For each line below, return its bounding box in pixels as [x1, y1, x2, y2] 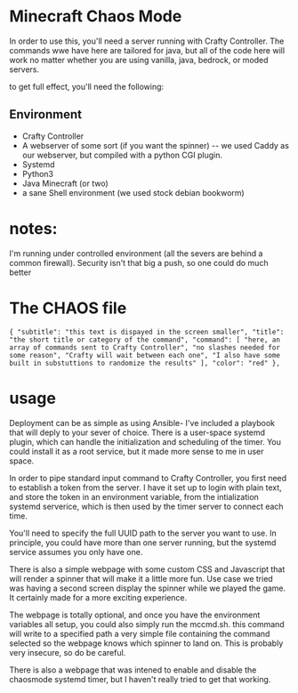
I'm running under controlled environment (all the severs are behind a [9, 247, 263, 259]
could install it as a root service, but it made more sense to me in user [9, 446, 264, 456]
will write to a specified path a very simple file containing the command [9, 628, 270, 639]
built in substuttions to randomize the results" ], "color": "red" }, [9, 359, 280, 367]
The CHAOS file [9, 298, 127, 318]
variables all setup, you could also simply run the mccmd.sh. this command [9, 618, 285, 629]
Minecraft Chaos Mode [9, 6, 182, 27]
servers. [9, 64, 40, 75]
